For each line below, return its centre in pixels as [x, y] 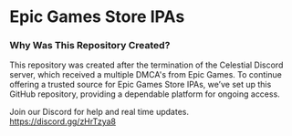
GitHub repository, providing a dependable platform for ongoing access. [145, 94]
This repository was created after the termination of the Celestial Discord [146, 65]
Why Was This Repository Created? [90, 46]
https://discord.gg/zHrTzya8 [63, 121]
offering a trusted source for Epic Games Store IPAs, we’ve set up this [141, 85]
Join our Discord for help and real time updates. [99, 112]
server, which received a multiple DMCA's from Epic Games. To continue [146, 75]
